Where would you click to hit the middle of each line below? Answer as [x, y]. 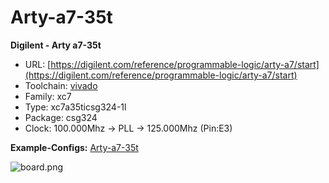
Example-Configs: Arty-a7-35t [74, 147]
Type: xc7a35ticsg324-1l [75, 107]
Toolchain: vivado [61, 85]
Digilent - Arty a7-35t [56, 45]
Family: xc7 [48, 96]
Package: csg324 [61, 117]
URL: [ [38, 64]
